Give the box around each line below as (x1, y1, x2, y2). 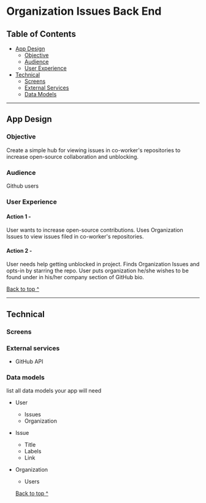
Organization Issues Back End (6, 4, 162, 18)
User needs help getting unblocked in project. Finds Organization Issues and (6, 261, 200, 268)
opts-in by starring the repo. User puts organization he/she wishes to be (6, 267, 189, 274)
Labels (24, 448, 42, 455)
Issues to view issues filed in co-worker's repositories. (6, 233, 144, 240)
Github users (6, 182, 39, 190)
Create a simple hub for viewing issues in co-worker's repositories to (6, 146, 181, 154)
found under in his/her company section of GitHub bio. (6, 274, 144, 281)
